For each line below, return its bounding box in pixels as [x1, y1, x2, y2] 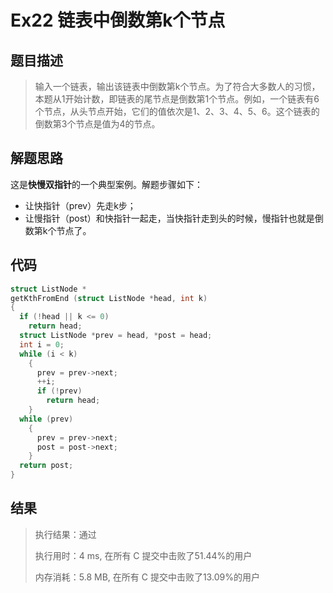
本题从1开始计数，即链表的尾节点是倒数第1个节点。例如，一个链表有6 [34, 93, 320, 105]
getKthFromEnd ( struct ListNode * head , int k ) [10, 293, 208, 303]
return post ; [19, 461, 74, 471]
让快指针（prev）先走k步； [24, 199, 137, 211]
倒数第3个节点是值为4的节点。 [34, 118, 161, 130]
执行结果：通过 [34, 528, 97, 540]
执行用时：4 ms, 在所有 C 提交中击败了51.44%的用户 [34, 549, 253, 561]
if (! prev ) [36, 386, 83, 396]
